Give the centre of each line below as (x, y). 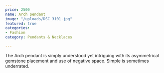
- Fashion (15, 33)
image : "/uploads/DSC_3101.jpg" (39, 19)
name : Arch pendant (25, 14)
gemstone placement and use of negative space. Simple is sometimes (77, 61)
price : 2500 (17, 10)
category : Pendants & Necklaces (39, 37)
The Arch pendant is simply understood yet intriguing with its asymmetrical (82, 55)
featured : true (21, 23)
